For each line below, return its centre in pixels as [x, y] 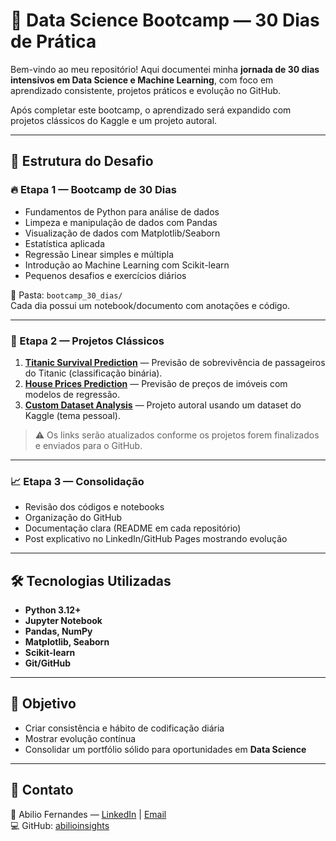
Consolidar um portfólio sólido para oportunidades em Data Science [165, 749]
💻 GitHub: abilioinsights [60, 825]
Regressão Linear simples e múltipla [99, 254]
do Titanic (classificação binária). [93, 373]
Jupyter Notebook [63, 621]
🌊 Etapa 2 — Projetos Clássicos [87, 341]
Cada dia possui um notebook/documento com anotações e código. [150, 305]
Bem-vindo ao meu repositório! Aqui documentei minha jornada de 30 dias [165, 69]
